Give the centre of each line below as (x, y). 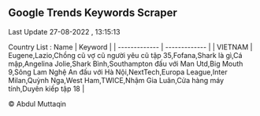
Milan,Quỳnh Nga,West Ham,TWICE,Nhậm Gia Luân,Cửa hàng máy (116, 80)
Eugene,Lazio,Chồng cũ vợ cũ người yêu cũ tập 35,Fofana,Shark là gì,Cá (125, 55)
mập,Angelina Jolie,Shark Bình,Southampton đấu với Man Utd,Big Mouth (126, 63)
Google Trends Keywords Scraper (93, 13)
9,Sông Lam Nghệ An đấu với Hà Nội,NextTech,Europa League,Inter (118, 72)
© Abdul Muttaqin (37, 103)
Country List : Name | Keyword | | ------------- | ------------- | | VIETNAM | (130, 47)
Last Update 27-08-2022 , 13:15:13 (64, 31)
